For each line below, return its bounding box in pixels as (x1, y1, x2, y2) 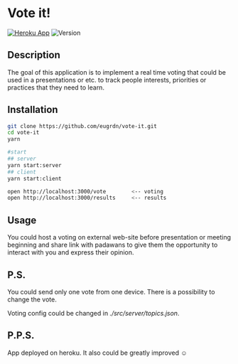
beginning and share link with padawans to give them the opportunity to (7, 240, 218, 250)
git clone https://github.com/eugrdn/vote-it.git (7, 122, 158, 129)
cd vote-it (7, 129, 40, 136)
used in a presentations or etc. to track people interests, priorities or (7, 75, 207, 84)
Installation (7, 104, 58, 116)
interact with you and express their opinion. (7, 248, 134, 257)
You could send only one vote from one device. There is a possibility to (7, 287, 215, 296)
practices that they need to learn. (7, 83, 105, 92)
